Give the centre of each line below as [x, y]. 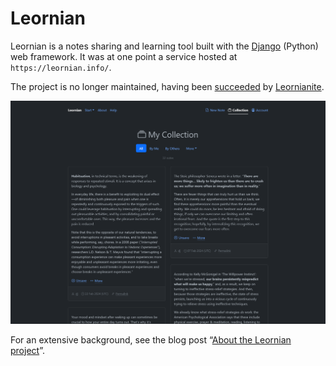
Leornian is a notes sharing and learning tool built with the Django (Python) [164, 46]
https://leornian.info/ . [61, 67]
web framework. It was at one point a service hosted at [124, 56]
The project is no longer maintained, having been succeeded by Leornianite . [167, 86]
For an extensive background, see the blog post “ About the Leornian [151, 339]
